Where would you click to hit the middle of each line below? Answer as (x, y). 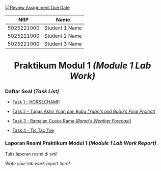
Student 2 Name (63, 36)
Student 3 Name (63, 44)
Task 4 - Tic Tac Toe (33, 130)
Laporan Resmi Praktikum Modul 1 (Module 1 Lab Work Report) (81, 143)
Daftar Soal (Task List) (32, 92)
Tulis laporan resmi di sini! (31, 154)
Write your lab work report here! (38, 163)
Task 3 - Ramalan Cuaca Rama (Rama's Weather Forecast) (72, 121)
